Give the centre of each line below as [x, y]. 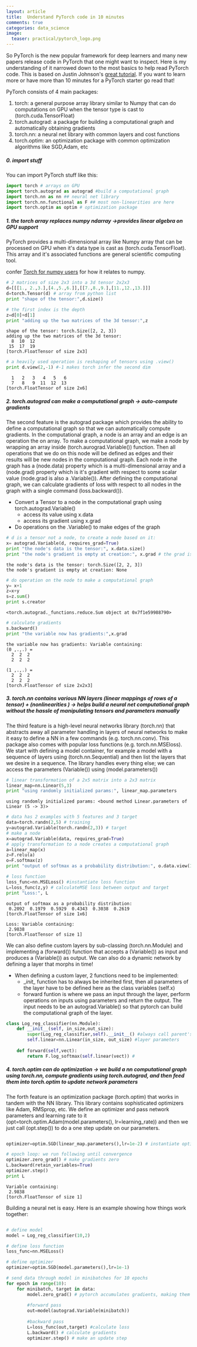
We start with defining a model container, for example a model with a [89, 750]
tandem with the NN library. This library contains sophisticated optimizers [95, 1103]
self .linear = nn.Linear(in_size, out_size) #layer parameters [103, 1040]
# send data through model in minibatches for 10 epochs [77, 1278]
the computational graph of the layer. [68, 1013]
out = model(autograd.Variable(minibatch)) [79, 1311]
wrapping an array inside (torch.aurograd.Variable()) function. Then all [91, 447]
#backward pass [46, 1322]
